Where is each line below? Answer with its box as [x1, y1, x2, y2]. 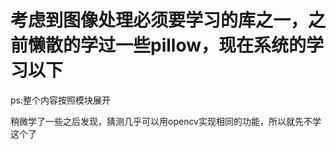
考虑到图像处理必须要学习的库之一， [10, 9, 309, 32]
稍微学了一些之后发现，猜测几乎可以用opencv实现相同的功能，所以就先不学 [10, 115, 322, 127]
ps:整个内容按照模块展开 [10, 94, 111, 106]
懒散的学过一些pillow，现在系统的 [28, 34, 307, 57]
